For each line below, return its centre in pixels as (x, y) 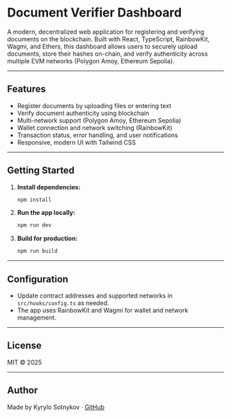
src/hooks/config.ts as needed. (63, 303)
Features (26, 89)
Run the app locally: (46, 213)
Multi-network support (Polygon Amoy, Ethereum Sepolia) (99, 120)
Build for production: (47, 238)
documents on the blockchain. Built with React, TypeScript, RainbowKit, (108, 39)
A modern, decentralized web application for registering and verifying (106, 32)
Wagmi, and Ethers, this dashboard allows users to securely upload (102, 46)
